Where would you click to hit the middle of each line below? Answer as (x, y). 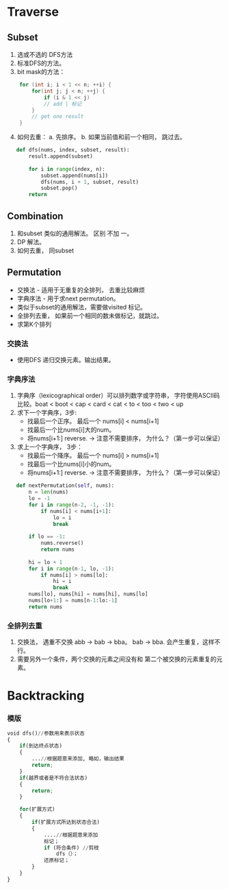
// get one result (58, 117)
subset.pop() (59, 188)
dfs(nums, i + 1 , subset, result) (90, 182)
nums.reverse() (62, 543)
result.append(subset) (61, 156)
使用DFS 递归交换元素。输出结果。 (66, 360)
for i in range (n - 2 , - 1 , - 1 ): (71, 505)
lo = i (62, 518)
